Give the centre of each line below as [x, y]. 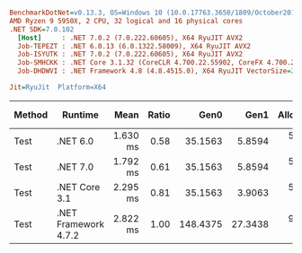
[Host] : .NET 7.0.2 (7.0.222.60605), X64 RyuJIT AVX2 [130, 38]
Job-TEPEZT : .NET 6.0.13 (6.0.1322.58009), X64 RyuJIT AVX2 [134, 46]
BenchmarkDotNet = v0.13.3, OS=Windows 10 [86, 13]
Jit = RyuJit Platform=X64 [58, 87]
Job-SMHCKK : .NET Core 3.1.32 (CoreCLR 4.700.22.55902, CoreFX [140, 63]
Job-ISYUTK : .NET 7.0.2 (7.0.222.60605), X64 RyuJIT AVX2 [130, 55]
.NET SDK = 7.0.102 [42, 29]
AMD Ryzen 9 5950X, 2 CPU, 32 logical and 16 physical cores [126, 21]
